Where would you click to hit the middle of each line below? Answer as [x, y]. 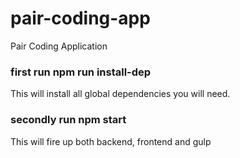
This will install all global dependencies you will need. [120, 94]
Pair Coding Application [59, 46]
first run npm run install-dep [81, 72]
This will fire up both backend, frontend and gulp [111, 141]
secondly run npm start [68, 120]
